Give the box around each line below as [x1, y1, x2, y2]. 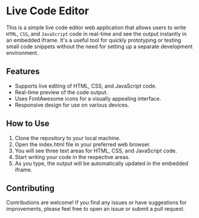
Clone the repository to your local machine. [14, 134, 121, 141]
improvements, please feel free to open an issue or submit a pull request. [6, 205, 185, 213]
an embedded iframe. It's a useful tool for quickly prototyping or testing [6, 36, 181, 43]
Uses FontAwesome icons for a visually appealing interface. [14, 95, 162, 102]
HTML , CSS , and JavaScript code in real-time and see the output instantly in [6, 30, 187, 37]
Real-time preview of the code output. [14, 88, 108, 96]
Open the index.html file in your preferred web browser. [14, 141, 151, 148]
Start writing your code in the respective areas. [14, 153, 130, 160]
